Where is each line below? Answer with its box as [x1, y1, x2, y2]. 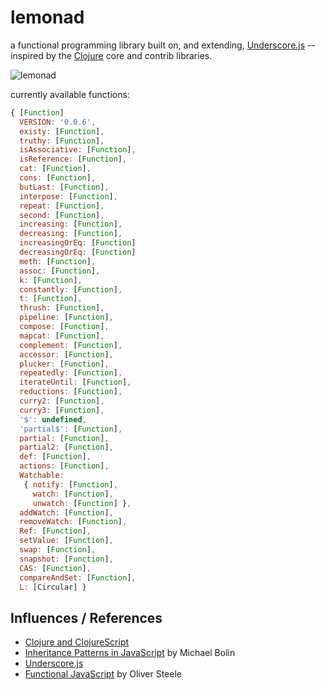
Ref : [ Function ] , [19, 526, 92, 536]
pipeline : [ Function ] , [19, 312, 114, 323]
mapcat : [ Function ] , [19, 331, 105, 341]
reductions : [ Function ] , [19, 387, 123, 397]
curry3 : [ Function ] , [19, 405, 105, 415]
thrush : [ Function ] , [19, 303, 105, 313]
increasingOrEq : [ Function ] [19, 238, 137, 248]
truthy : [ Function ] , [19, 136, 105, 146]
